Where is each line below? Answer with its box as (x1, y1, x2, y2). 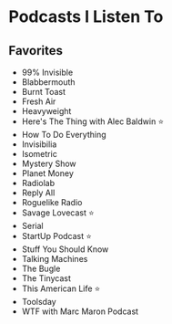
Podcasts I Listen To (8, 6, 164, 27)
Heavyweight (21, 106, 72, 116)
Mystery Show (21, 158, 76, 169)
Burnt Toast (21, 87, 66, 97)
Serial (21, 221, 44, 231)
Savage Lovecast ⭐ (21, 207, 95, 218)
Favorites (8, 43, 63, 58)
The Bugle (21, 263, 61, 274)
